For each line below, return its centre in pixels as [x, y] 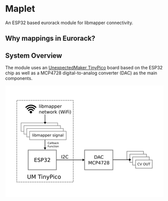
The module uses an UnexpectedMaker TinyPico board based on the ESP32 [84, 68]
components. [19, 78]
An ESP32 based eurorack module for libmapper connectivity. [69, 23]
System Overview [34, 56]
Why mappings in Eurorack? [50, 38]
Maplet [20, 9]
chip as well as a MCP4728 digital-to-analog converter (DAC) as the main [81, 73]
